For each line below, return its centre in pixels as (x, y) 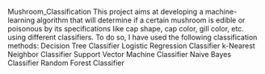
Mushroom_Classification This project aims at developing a (105, 12)
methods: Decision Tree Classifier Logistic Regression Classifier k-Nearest (131, 46)
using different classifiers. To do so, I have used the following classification (132, 37)
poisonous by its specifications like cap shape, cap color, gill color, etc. (126, 29)
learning (21, 20)
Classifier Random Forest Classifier (66, 63)
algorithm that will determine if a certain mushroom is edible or (141, 20)
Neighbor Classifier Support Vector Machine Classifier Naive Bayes (120, 54)
